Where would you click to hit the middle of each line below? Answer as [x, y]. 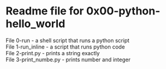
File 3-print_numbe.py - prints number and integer [68, 59]
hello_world [36, 24]
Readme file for [45, 11]
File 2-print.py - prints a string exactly [53, 53]
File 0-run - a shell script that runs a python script [68, 40]
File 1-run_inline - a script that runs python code [65, 47]
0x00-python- [123, 11]
